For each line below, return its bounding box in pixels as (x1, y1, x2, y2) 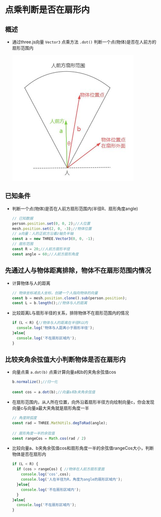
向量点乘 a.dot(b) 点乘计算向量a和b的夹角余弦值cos (12, 369, 117, 375)
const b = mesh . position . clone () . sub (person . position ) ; (12, 295, 127, 301)
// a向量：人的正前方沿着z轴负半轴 (12, 231, 74, 236)
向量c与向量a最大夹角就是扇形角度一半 (12, 405, 89, 411)
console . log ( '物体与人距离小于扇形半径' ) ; (16, 325, 95, 330)
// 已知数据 (12, 216, 33, 221)
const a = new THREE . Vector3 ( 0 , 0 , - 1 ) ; (12, 236, 95, 242)
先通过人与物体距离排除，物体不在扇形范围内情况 (5, 266, 151, 275)
